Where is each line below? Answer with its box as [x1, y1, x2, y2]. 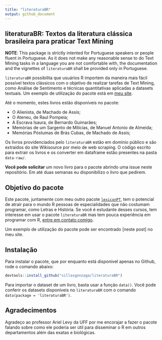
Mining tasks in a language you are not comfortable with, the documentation [5, 60, 158, 66]
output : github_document [5, 12, 55, 17]
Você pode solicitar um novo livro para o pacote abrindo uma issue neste [5, 164, 153, 170]
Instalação [5, 246, 38, 254]
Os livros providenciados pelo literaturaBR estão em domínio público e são [5, 139, 157, 145]
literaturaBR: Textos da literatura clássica [5, 30, 132, 38]
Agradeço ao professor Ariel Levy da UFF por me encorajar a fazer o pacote [5, 319, 158, 325]
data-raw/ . [5, 155, 26, 161]
